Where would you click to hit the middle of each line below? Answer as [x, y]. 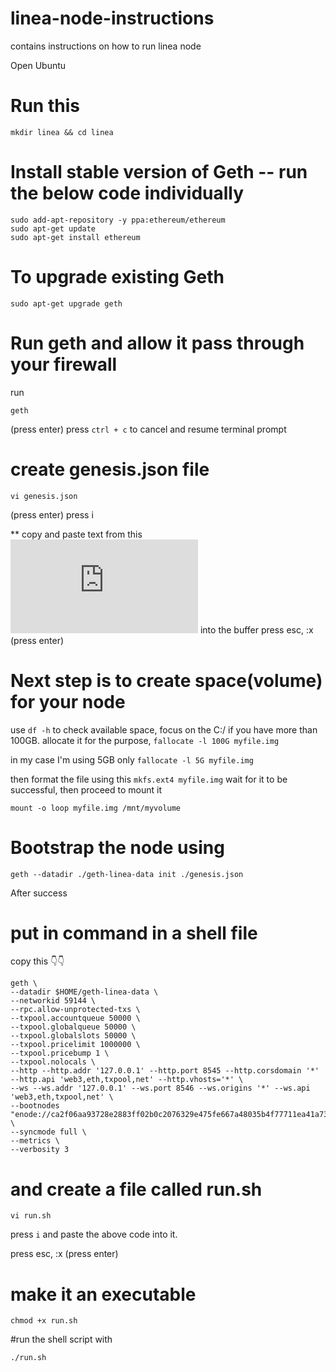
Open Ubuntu [38, 65]
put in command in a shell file [134, 933]
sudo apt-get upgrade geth [66, 303]
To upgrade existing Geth [117, 277]
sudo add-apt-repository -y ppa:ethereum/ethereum [118, 220]
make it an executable [103, 1294]
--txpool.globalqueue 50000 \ [73, 1027]
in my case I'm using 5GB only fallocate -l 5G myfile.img [132, 759]
